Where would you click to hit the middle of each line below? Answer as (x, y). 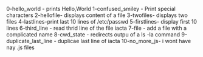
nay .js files (20, 47)
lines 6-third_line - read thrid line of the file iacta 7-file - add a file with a (97, 28)
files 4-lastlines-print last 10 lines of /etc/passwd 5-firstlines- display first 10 (102, 22)
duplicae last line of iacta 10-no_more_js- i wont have (124, 41)
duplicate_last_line (29, 41)
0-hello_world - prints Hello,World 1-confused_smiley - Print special (91, 9)
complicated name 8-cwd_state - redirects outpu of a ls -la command (93, 35)
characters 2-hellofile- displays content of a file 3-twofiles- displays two (97, 15)
